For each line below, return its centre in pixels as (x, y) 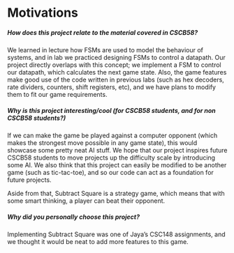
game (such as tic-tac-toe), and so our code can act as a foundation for (111, 173)
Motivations (43, 13)
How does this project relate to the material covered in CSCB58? (103, 32)
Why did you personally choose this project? (73, 217)
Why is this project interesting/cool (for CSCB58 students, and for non (112, 110)
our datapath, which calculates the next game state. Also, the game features (117, 72)
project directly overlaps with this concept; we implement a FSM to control (114, 65)
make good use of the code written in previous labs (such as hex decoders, (116, 80)
